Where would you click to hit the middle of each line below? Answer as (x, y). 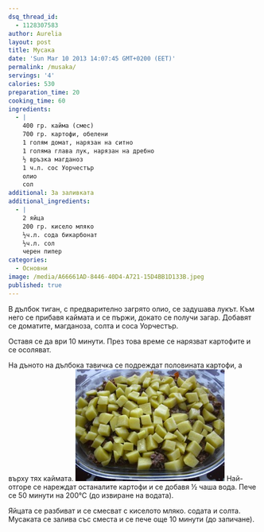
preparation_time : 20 (44, 92)
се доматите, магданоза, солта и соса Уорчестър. (93, 325)
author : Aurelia (35, 33)
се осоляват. (30, 349)
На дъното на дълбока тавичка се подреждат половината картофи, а (125, 365)
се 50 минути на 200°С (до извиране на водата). (91, 495)
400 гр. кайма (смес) (58, 126)
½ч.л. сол (39, 243)
